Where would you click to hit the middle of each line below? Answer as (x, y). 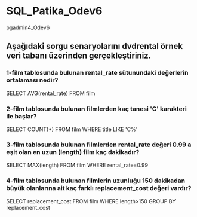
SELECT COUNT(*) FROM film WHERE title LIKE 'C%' (72, 129)
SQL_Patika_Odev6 (54, 11)
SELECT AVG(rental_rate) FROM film (51, 93)
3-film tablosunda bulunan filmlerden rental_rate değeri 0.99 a (99, 145)
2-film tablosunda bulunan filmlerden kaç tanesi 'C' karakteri (96, 109)
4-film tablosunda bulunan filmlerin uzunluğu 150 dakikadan (96, 181)
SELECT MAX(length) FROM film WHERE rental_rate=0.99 (77, 165)
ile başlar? (21, 116)
